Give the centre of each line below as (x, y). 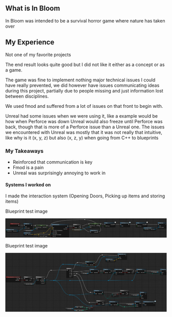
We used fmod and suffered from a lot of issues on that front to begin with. (84, 106)
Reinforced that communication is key (52, 162)
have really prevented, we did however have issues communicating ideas (82, 85)
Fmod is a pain (28, 167)
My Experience (30, 42)
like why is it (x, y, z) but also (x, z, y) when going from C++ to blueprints (82, 138)
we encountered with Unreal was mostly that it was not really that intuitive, (84, 132)
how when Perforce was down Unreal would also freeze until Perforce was (84, 121)
